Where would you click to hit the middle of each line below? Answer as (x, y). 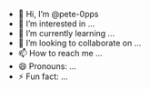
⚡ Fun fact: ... (43, 76)
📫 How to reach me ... (60, 53)
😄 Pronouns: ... (47, 66)
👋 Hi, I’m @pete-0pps (58, 14)
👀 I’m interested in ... (56, 24)
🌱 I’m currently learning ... (66, 33)
